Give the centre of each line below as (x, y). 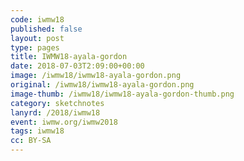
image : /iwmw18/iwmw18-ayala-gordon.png (96, 76)
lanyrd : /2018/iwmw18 (55, 112)
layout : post (37, 38)
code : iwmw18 (37, 19)
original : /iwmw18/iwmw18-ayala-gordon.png (102, 85)
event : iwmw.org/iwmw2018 (64, 122)
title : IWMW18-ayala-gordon (69, 57)
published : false (46, 29)
